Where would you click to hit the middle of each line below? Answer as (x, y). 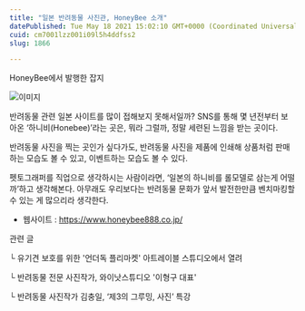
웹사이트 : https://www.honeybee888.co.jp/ (103, 219)
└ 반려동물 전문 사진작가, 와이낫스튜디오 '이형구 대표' (103, 277)
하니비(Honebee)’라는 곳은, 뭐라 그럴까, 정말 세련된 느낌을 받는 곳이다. (153, 128)
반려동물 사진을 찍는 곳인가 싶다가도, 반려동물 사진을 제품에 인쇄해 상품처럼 (142, 147)
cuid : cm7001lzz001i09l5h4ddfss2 (73, 34)
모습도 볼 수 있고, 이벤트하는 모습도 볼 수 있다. (107, 159)
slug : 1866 (30, 43)
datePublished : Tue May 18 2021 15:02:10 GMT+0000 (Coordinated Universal (154, 26)
